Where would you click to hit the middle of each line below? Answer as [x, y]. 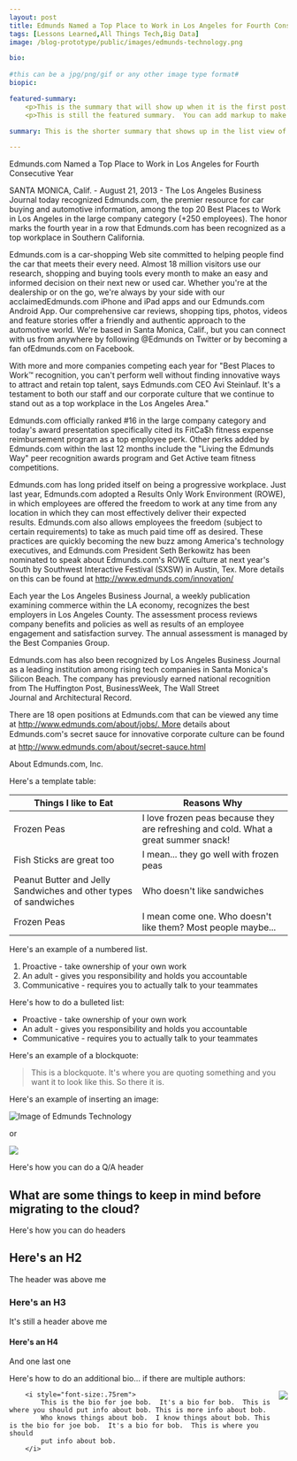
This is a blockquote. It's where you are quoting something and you [153, 1073]
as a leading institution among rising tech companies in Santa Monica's [139, 670]
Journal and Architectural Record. [71, 698]
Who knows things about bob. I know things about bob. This [156, 1418]
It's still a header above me [58, 1322]
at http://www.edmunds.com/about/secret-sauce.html [107, 747]
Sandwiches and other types [73, 891]
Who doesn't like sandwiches [203, 891]
